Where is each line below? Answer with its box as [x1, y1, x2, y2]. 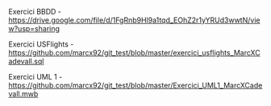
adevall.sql [8, 56, 44, 66]
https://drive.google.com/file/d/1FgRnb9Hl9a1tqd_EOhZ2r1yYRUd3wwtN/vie [8, 15, 261, 25]
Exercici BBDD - [8, 7, 62, 16]
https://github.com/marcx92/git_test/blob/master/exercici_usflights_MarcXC [8, 48, 261, 57]
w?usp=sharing [8, 24, 60, 33]
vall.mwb [8, 89, 39, 99]
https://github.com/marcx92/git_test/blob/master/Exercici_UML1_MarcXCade [8, 80, 263, 90]
